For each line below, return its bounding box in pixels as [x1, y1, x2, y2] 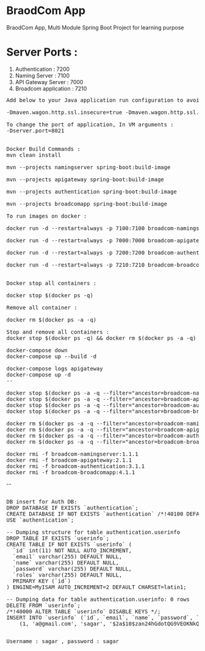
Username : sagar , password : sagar [6, 638, 120, 644]
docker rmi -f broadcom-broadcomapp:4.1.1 [6, 469, 135, 476]
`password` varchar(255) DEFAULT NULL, [12, 565, 132, 572]
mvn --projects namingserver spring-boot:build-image [6, 164, 171, 171]
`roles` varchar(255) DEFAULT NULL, [12, 571, 123, 578]
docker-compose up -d [6, 371, 71, 378]
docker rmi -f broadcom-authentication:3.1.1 [6, 462, 145, 470]
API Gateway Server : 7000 [15, 78, 84, 85]
